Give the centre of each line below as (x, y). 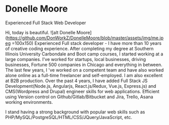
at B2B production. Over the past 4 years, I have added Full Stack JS (76, 81)
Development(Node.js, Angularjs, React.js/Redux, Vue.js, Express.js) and (81, 86)
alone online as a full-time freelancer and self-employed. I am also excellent (84, 75)
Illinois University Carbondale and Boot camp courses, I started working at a (84, 54)
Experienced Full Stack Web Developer (46, 23)
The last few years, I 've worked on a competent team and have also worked (84, 70)
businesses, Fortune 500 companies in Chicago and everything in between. (84, 65)
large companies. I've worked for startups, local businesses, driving (76, 59)
